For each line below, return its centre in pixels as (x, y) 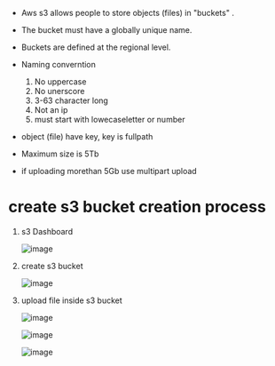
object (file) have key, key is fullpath (87, 136)
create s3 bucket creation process (137, 207)
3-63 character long (71, 100)
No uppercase (60, 82)
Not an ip (51, 110)
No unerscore (59, 91)
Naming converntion (59, 64)
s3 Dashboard (47, 231)
